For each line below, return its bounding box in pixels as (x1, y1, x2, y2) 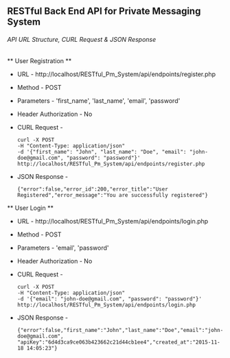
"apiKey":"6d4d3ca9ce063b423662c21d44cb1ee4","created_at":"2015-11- (16, 339, 221, 346)
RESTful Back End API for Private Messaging (7, 5, 201, 17)
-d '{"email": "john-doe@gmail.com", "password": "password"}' (16, 295, 203, 302)
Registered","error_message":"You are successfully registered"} (16, 191, 208, 198)
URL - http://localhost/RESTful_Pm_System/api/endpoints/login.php (16, 217, 209, 225)
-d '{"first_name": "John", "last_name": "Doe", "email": (16, 148, 187, 155)
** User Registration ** (7, 56, 72, 64)
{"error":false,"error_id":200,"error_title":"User (16, 185, 168, 193)
